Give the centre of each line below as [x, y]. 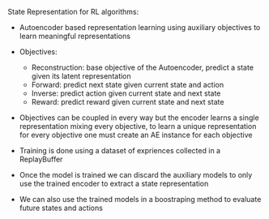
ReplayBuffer [41, 159]
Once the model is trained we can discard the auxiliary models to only [136, 175]
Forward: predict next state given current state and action [128, 85]
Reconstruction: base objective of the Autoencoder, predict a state [143, 67]
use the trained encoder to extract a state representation [114, 183]
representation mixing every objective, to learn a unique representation [138, 126]
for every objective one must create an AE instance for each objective [136, 135]
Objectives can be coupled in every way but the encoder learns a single [139, 118]
